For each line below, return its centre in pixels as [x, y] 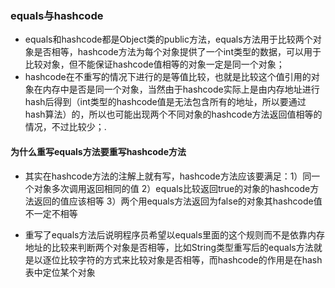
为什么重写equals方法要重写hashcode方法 [98, 151]
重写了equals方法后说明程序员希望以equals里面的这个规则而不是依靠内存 [175, 234]
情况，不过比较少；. [65, 127]
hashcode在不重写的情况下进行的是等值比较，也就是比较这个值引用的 [168, 77]
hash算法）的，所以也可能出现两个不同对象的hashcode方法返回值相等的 [173, 114]
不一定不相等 [51, 213]
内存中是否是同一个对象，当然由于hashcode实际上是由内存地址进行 [181, 89]
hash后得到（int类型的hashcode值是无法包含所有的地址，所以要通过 [165, 102]
